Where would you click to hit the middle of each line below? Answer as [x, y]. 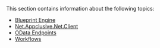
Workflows [28, 39]
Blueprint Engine [35, 20]
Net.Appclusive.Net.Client [46, 26]
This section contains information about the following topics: [80, 9]
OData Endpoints [35, 33]
